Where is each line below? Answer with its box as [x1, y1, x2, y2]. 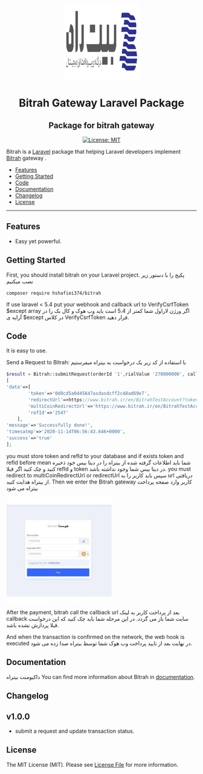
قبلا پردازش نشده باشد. [6, 621, 59, 629]
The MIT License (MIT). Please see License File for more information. [6, 761, 178, 768]
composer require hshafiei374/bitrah [6, 290, 101, 296]
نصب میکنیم [6, 277, 33, 285]
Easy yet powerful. [14, 237, 62, 244]
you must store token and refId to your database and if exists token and [6, 452, 184, 459]
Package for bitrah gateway [48, 120, 155, 131]
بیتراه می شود [6, 484, 38, 491]
